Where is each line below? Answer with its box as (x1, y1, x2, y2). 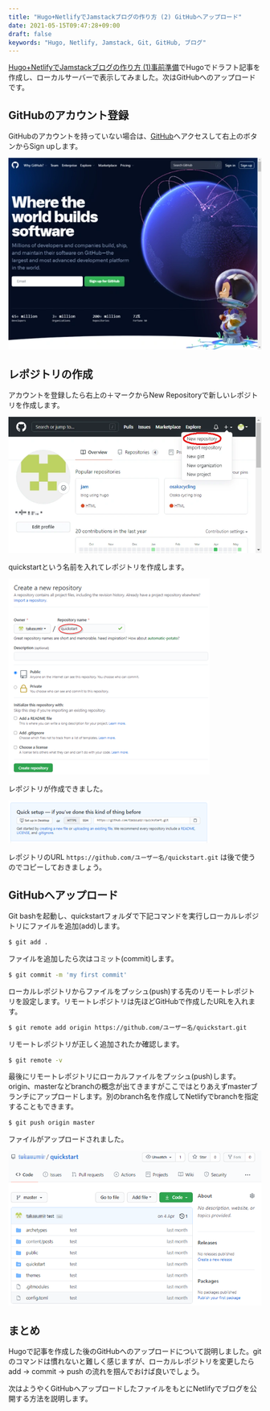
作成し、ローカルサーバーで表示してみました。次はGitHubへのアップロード (8, 72, 256, 82)
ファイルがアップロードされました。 (8, 1134, 129, 1144)
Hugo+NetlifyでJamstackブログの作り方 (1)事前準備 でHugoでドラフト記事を (8, 63, 261, 72)
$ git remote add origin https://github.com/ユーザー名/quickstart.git (8, 1023, 247, 1031)
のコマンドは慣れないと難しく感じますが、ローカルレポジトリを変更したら (8, 1356, 255, 1367)
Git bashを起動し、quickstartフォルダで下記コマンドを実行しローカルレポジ (8, 911, 260, 920)
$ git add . (8, 938, 48, 946)
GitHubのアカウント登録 (8, 109, 129, 122)
